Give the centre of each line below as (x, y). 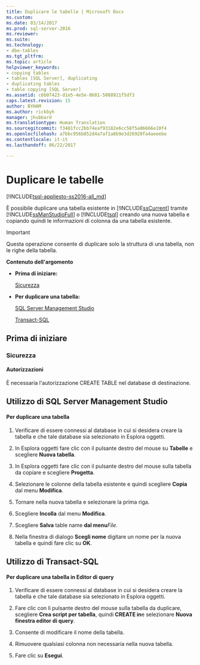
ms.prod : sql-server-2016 (38, 28)
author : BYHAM (24, 106)
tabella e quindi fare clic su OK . (53, 543)
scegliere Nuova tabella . (45, 454)
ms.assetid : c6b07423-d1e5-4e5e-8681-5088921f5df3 (70, 95)
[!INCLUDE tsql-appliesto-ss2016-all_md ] (56, 196)
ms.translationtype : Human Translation (56, 123)
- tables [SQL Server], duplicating (52, 78)
